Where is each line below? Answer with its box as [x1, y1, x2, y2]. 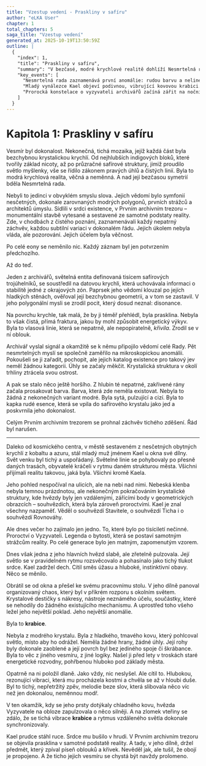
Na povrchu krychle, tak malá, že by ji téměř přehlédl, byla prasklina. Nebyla [6, 311, 198, 318]
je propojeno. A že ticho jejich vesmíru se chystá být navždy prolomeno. [6, 752, 189, 759]
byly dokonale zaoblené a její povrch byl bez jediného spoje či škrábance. [6, 644, 193, 652]
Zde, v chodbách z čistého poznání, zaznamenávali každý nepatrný [6, 217, 177, 225]
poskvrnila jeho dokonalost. [6, 407, 77, 414]
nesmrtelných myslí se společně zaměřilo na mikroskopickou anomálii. [6, 349, 184, 356]
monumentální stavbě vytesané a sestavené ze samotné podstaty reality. [6, 211, 191, 219]
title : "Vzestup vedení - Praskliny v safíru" [6, 9, 128, 15]
